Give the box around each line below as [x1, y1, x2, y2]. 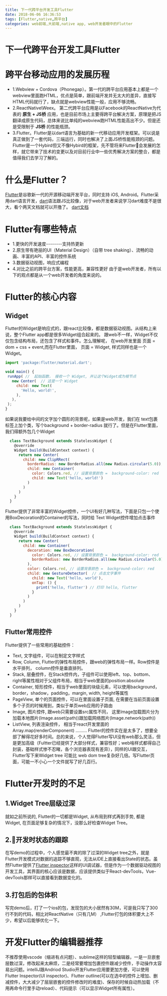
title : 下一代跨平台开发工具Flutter [5, 7, 74, 12]
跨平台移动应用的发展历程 [5, 69, 110, 80]
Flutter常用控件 [5, 628, 53, 636]
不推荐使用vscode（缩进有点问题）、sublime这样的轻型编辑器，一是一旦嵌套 [5, 954, 161, 960]
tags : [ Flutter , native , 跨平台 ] [5, 16, 68, 21]
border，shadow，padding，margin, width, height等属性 [12, 690, 129, 696]
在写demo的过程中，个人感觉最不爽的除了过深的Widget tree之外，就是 [5, 850, 150, 856]
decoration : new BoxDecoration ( [27, 548, 94, 553]
